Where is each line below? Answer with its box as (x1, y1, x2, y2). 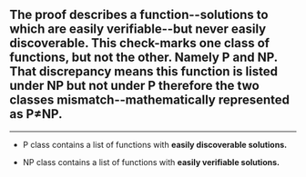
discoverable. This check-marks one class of (9, 35, 270, 51)
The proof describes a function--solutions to (9, 7, 269, 23)
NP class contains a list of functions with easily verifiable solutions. (22, 156, 280, 167)
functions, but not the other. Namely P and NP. (9, 50, 278, 65)
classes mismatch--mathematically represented (9, 93, 290, 108)
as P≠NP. (9, 106, 63, 122)
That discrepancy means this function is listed (9, 64, 278, 80)
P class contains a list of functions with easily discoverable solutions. (22, 139, 288, 150)
